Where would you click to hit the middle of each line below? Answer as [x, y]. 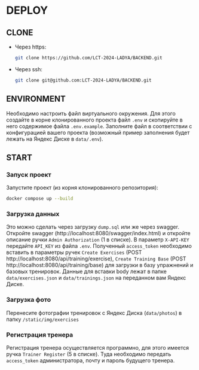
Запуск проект [29, 174]
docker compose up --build [40, 199]
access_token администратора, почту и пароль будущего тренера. [91, 360]
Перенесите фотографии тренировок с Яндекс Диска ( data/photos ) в [94, 313]
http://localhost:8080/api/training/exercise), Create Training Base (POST [96, 259]
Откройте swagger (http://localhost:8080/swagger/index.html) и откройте [98, 233]
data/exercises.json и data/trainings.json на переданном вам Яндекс [96, 278]
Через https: [30, 47]
